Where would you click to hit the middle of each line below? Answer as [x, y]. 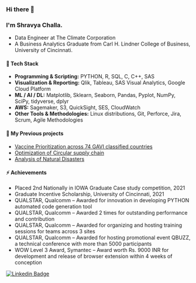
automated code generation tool [53, 206]
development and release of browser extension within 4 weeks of [93, 256]
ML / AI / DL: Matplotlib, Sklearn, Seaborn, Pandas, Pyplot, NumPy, [95, 95]
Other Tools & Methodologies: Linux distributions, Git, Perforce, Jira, [98, 114]
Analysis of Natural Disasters [49, 159]
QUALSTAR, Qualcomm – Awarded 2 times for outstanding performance [101, 212]
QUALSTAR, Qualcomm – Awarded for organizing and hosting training [98, 225]
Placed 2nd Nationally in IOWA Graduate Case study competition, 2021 [100, 188]
